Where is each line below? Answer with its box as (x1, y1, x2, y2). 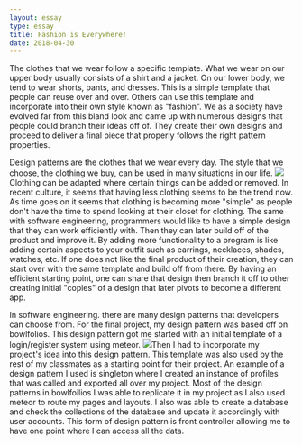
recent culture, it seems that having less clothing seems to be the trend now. (9, 186, 293, 198)
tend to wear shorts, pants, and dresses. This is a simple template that (9, 82, 270, 93)
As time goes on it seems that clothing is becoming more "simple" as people (9, 196, 293, 207)
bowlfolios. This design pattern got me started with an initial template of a (9, 329, 282, 340)
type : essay (9, 22, 54, 31)
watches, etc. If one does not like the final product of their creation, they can (9, 254, 294, 265)
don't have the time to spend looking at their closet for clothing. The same (9, 206, 284, 217)
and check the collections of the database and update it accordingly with (9, 406, 280, 417)
